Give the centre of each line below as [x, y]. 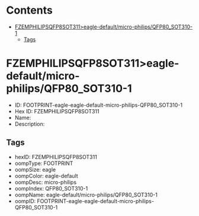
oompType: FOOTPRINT [44, 163]
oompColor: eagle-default [46, 176]
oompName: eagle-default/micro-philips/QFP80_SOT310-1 [86, 195]
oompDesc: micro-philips [46, 182]
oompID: [25, 201]
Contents [30, 10]
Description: [30, 124]
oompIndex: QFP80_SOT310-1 [51, 188]
